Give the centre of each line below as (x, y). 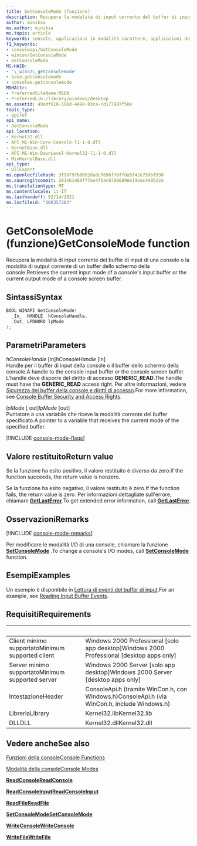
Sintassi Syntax (34, 297)
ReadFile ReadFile (28, 803)
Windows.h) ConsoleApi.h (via (126, 696)
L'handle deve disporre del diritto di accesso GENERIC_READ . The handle (94, 378)
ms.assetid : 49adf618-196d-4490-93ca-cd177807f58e (69, 104)
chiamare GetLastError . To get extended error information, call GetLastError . (98, 501)
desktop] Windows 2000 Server (129, 672)
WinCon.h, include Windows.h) (128, 704)
